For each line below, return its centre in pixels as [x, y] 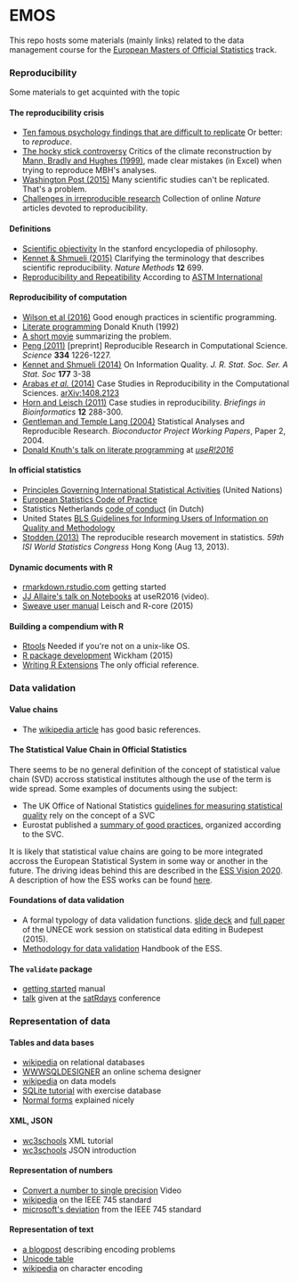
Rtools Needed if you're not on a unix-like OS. [106, 646]
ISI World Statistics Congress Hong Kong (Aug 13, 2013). [125, 547]
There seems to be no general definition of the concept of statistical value [145, 769]
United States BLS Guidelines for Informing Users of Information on [145, 519]
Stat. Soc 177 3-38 [56, 374]
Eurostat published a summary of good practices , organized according [152, 825]
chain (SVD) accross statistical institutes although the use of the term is [141, 779]
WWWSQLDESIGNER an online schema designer [112, 1072]
